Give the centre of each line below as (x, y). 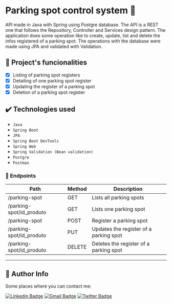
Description (128, 189)
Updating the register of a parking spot (54, 86)
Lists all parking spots (118, 198)
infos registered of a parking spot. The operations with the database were (83, 41)
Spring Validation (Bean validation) (53, 152)
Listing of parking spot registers (46, 75)
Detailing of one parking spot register (52, 80)
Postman (21, 163)
